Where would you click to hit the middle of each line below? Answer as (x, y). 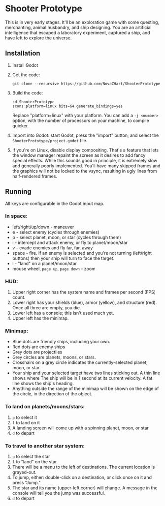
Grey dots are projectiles (37, 352)
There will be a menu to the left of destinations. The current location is (83, 467)
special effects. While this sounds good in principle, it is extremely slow (85, 160)
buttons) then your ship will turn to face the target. (63, 258)
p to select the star (31, 457)
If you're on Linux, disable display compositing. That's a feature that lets (85, 150)
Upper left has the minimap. (40, 318)
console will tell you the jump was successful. (59, 493)
